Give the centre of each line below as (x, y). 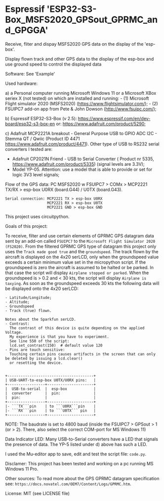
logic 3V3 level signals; (36, 174)
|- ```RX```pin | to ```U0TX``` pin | (51, 411)
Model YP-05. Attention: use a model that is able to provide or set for (82, 169)
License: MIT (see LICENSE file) (38, 493)
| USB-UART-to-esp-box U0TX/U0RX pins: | (51, 380)
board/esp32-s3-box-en (30, 124)
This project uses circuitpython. (37, 216)
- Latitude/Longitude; (28, 297)
